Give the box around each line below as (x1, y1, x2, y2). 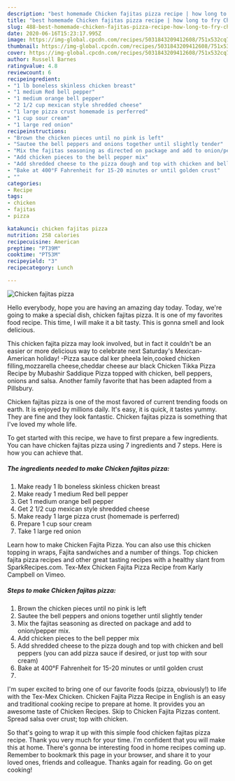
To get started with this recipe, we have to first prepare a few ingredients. (7, 433, 219, 442)
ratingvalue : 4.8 (7, 62, 58, 69)
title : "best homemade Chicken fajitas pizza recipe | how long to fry (7, 17, 220, 24)
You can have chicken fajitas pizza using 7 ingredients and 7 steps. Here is (7, 441, 222, 449)
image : (7, 36, 27, 44)
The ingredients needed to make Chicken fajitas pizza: (7, 465, 170, 473)
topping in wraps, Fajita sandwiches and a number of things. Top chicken (7, 548, 218, 556)
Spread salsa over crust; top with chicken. (7, 714, 129, 723)
